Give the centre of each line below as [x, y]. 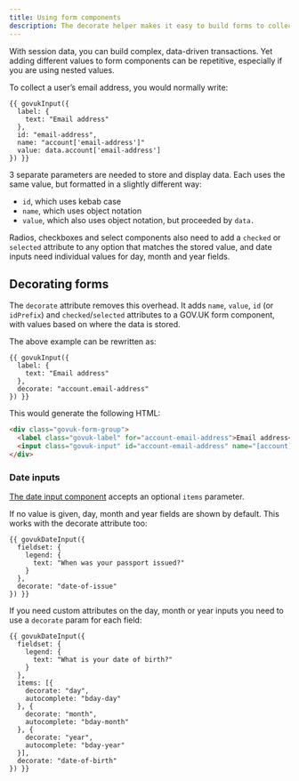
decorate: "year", [59, 738]
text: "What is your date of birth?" [103, 660]
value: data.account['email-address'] [89, 150]
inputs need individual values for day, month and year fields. [120, 256]
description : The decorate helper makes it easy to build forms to [137, 26]
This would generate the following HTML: [85, 414]
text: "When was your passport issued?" [109, 563]
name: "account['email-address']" [81, 142]
